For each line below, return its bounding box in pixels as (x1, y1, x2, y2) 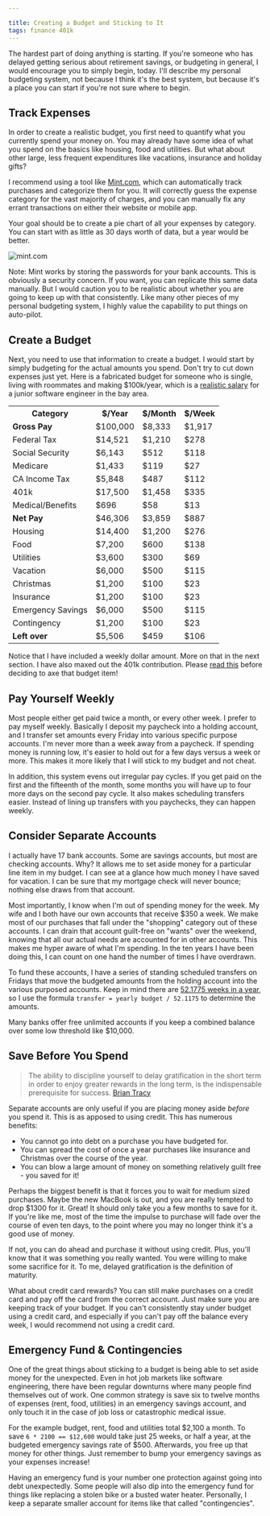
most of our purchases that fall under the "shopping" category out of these (8, 917, 258, 927)
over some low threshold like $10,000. (8, 1025, 135, 1036)
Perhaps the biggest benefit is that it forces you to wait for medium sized (8, 1186, 251, 1195)
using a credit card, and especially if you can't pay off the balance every (8, 1311, 248, 1321)
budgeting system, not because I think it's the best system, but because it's (8, 74, 260, 84)
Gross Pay (12, 421, 52, 432)
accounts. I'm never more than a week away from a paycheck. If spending (8, 738, 255, 748)
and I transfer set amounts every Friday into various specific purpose (8, 730, 238, 740)
